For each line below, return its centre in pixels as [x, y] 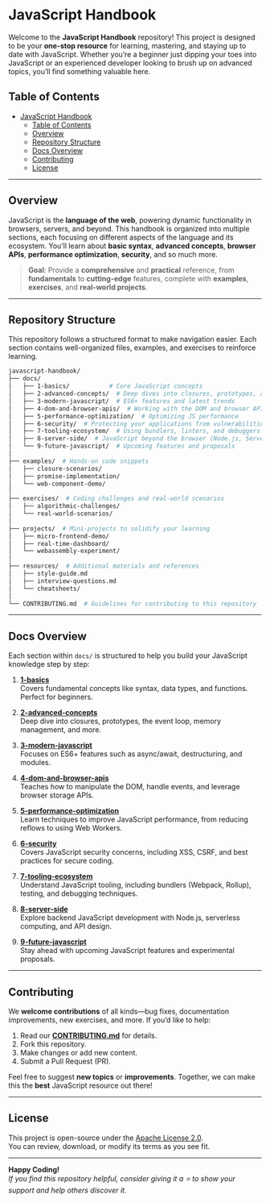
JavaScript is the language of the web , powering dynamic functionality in [130, 220]
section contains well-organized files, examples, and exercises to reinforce [132, 348]
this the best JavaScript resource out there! [80, 1085]
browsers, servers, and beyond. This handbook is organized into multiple [129, 228]
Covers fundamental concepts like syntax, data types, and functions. [134, 689]
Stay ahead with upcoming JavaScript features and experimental [127, 951]
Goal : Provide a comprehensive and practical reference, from [131, 270]
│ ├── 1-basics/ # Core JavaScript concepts [106, 386]
